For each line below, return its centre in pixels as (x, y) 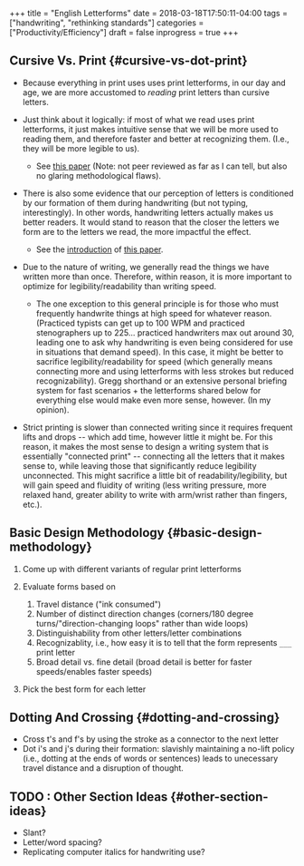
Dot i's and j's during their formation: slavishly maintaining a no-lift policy (158, 749)
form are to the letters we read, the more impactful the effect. (137, 231)
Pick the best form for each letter (84, 689)
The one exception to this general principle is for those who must (157, 304)
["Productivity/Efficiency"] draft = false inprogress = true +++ (124, 32)
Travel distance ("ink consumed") (98, 604)
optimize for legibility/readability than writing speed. (119, 286)
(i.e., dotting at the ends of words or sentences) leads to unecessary (150, 759)
